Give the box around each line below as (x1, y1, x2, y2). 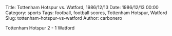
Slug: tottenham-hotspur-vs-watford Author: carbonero (5, 15, 122, 21)
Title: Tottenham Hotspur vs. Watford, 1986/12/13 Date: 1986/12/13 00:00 (5, 5, 159, 10)
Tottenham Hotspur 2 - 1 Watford (5, 25, 75, 31)
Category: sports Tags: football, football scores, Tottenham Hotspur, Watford (5, 10, 167, 16)
